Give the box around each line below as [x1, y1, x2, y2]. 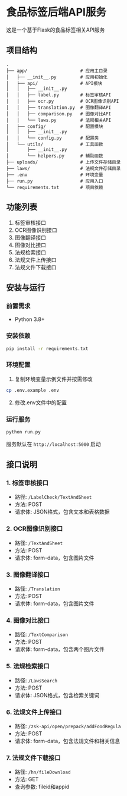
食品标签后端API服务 [6, 5, 106, 19]
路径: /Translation [14, 585, 60, 592]
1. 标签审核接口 [6, 479, 49, 487]
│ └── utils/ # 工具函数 [6, 141, 103, 147]
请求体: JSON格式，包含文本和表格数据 [14, 508, 110, 515]
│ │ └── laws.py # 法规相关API [6, 117, 111, 123]
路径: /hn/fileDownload [14, 768, 71, 776]
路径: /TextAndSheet [14, 539, 63, 546]
